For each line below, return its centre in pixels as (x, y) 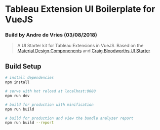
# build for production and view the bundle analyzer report (69, 118)
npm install (17, 82)
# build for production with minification (49, 104)
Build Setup (23, 66)
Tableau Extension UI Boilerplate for (80, 9)
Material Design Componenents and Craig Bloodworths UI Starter (84, 51)
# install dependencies (30, 78)
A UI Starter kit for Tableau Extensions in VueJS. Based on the (80, 46)
